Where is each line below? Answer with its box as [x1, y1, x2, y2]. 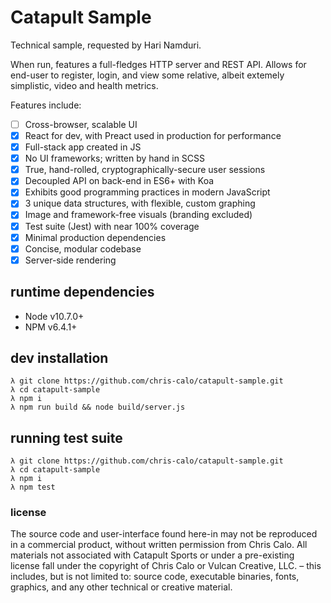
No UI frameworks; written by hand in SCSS [24, 152, 206, 165]
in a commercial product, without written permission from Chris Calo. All [10, 539, 308, 551]
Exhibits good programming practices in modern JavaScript [24, 186, 271, 198]
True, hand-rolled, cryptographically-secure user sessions [24, 164, 266, 176]
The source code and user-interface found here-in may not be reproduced [10, 528, 318, 540]
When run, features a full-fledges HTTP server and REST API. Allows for [10, 58, 307, 70]
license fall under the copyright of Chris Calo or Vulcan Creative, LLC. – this [10, 560, 322, 572]
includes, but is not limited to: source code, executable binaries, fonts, [10, 571, 300, 583]
